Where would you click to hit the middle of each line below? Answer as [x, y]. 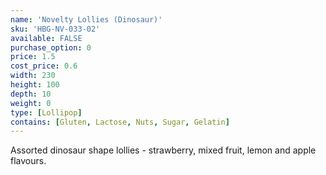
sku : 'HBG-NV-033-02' [55, 29]
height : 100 [35, 85]
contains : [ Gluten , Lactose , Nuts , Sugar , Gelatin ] [120, 122]
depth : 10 [31, 94]
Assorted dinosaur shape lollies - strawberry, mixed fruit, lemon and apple [163, 150]
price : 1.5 [33, 57]
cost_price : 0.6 [44, 66]
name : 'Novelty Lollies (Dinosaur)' [86, 19]
